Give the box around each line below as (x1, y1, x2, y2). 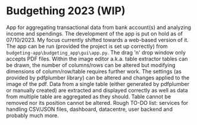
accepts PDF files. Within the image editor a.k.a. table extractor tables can (6, 55, 188, 62)
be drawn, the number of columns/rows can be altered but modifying (6, 61, 176, 69)
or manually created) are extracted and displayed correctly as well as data (6, 86, 189, 94)
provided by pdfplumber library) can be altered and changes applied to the (6, 74, 190, 81)
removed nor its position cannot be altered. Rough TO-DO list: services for (6, 99, 189, 106)
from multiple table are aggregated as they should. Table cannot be (6, 93, 171, 100)
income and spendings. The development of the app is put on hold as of (6, 30, 183, 37)
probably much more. (6, 111, 60, 119)
